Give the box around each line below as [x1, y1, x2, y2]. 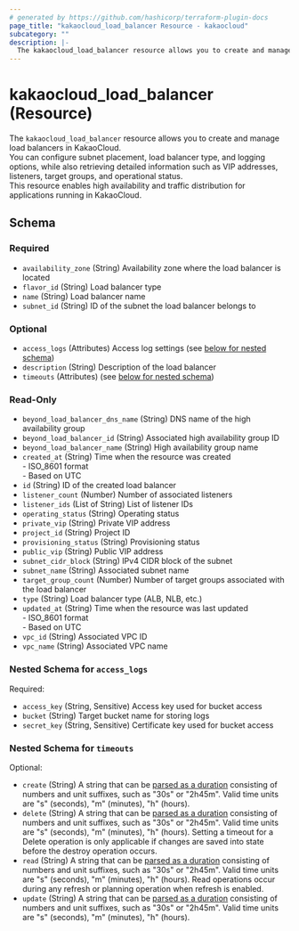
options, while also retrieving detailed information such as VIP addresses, [9, 161, 279, 172]
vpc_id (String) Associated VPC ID [21, 632, 148, 642]
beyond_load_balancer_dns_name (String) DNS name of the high [21, 413, 251, 424]
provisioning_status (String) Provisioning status [21, 536, 200, 548]
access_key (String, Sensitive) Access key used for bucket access [21, 700, 263, 711]
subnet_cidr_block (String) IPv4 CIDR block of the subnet [21, 556, 233, 567]
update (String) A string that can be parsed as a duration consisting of [21, 893, 278, 903]
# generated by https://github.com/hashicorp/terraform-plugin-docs [9, 12, 269, 22]
